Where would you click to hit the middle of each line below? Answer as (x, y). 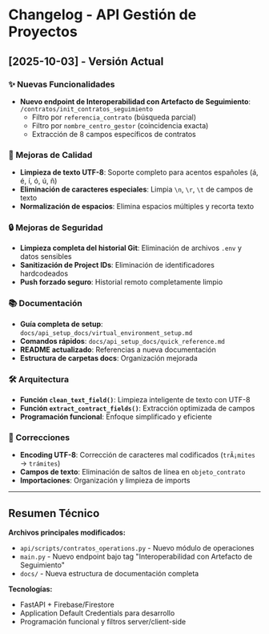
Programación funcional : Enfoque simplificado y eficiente (116, 417)
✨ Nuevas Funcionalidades (62, 84)
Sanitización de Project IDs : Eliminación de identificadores (117, 265)
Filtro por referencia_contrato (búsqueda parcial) (114, 117)
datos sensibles (46, 256)
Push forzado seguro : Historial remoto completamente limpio (121, 282)
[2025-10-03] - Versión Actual (86, 61)
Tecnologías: (30, 589)
